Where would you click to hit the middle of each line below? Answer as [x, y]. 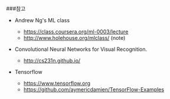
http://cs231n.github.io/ [52, 61]
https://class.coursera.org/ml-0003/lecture [76, 32]
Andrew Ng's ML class [42, 20]
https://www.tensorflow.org [57, 83]
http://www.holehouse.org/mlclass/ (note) [74, 38]
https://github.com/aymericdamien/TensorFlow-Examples [94, 89]
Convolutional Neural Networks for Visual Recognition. [81, 49]
